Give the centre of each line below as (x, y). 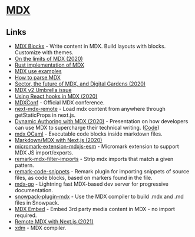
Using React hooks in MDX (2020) (56, 96)
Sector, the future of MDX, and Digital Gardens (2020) (80, 84)
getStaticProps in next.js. (45, 115)
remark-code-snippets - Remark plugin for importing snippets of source (102, 171)
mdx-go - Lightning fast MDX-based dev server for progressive (92, 184)
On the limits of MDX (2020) (49, 59)
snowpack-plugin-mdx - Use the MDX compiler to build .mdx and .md (99, 196)
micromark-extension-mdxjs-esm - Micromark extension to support (97, 146)
